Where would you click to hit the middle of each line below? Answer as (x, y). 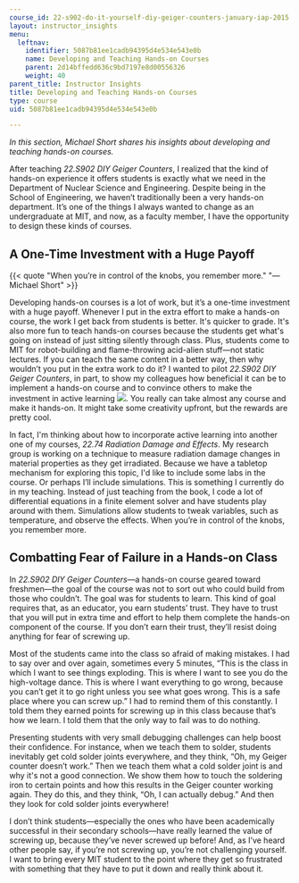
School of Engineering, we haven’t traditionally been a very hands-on (137, 198)
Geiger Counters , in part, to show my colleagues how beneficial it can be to (148, 378)
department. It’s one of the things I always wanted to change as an (132, 207)
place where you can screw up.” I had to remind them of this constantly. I (144, 701)
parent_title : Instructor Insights (75, 84)
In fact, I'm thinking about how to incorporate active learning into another (144, 435)
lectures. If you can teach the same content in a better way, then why (137, 359)
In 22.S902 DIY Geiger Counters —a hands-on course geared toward (135, 579)
